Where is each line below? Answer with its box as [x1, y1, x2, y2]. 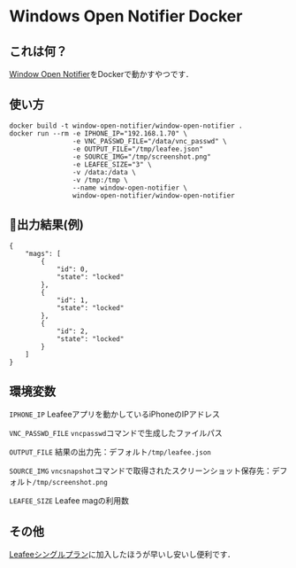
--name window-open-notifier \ [72, 183, 188, 192]
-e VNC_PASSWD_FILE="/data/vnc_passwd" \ [72, 136, 227, 145]
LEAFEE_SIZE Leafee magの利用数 [9, 495, 130, 506]
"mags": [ [25, 249, 62, 258]
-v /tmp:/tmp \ [72, 175, 128, 184]
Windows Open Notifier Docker [9, 6, 243, 27]
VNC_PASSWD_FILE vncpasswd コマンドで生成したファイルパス [9, 428, 223, 439]
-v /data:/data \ [72, 167, 137, 176]
